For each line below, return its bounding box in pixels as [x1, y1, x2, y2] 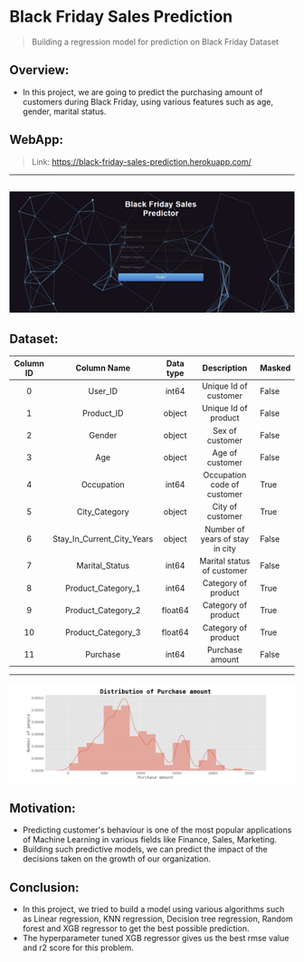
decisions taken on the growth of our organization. [22, 853, 211, 864]
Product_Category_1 [64, 582, 141, 593]
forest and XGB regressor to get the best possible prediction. [22, 923, 250, 934]
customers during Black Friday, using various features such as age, [22, 96, 274, 107]
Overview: [9, 63, 70, 78]
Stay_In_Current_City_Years [52, 533, 154, 544]
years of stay [200, 533, 250, 544]
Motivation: [9, 800, 76, 816]
